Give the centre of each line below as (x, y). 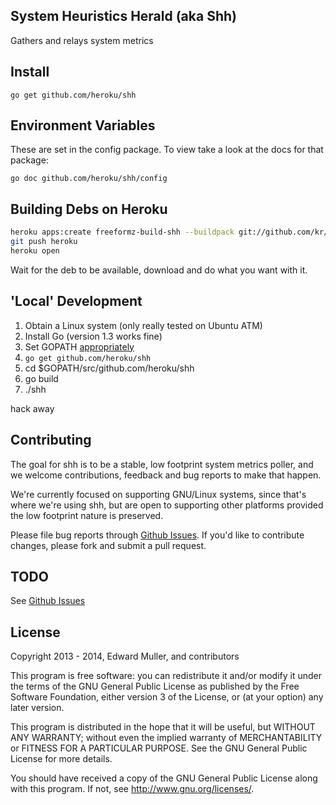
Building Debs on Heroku (89, 209)
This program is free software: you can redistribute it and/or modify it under (166, 676)
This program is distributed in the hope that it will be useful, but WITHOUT (163, 727)
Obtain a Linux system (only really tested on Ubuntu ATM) (143, 325)
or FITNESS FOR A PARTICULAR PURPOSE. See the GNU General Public (159, 748)
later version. (37, 708)
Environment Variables (83, 125)
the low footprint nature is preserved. (87, 515)
